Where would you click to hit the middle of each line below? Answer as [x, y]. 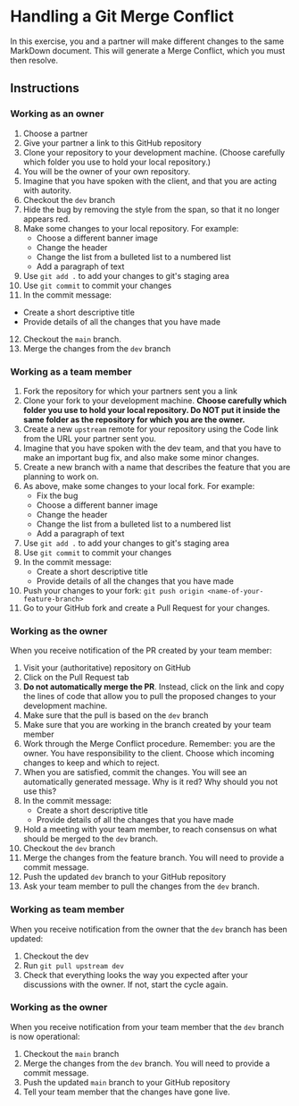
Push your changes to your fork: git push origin [113, 590]
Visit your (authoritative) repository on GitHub [107, 668]
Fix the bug [57, 495]
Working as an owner [57, 114]
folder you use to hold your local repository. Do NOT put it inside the [151, 409]
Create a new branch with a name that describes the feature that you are [157, 467]
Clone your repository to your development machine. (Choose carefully [154, 152]
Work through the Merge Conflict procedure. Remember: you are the [149, 744]
